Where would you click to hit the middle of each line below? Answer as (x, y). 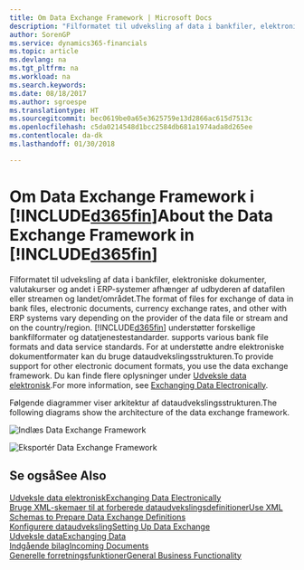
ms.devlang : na (38, 60)
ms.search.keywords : (48, 85)
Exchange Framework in (102, 235)
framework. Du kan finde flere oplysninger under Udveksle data (128, 375)
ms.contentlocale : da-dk (56, 136)
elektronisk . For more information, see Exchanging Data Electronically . (139, 385)
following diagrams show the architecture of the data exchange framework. (150, 412)
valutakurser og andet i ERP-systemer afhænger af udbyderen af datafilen (147, 289)
